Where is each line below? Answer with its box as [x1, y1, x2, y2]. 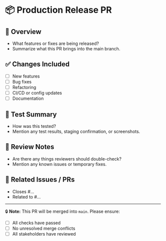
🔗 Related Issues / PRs [5, 175, 75, 184]
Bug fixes [12, 79, 32, 84]
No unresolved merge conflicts [12, 225, 76, 231]
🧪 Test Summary [5, 110, 57, 119]
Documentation [12, 95, 44, 102]
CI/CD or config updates [12, 90, 62, 96]
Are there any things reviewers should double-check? [12, 156, 122, 161]
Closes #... [12, 189, 35, 195]
